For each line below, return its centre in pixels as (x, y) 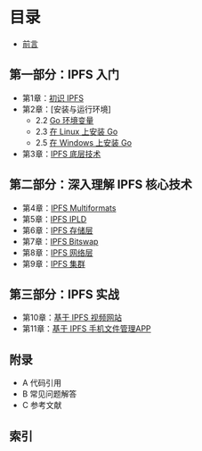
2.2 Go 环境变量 (65, 120)
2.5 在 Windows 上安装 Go (83, 142)
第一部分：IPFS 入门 (65, 75)
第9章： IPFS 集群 (54, 263)
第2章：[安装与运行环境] (66, 109)
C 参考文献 (42, 405)
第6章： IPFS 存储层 (57, 230)
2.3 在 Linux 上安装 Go (77, 131)
